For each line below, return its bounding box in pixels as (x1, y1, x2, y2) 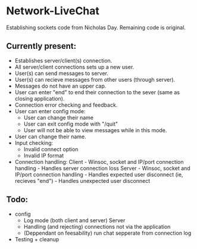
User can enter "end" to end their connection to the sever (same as (14, 88, 180, 96)
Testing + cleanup (14, 235, 60, 242)
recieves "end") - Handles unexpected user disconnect (14, 177, 151, 184)
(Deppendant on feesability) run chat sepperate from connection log (23, 229, 192, 236)
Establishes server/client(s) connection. (14, 57, 112, 64)
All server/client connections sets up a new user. (14, 63, 135, 70)
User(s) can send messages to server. (14, 70, 109, 77)
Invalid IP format (23, 152, 64, 159)
